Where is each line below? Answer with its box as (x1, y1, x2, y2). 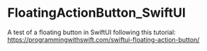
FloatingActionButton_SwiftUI (7, 5, 186, 21)
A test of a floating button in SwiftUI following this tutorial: (7, 28, 176, 36)
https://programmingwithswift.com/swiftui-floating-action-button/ (7, 35, 200, 43)
